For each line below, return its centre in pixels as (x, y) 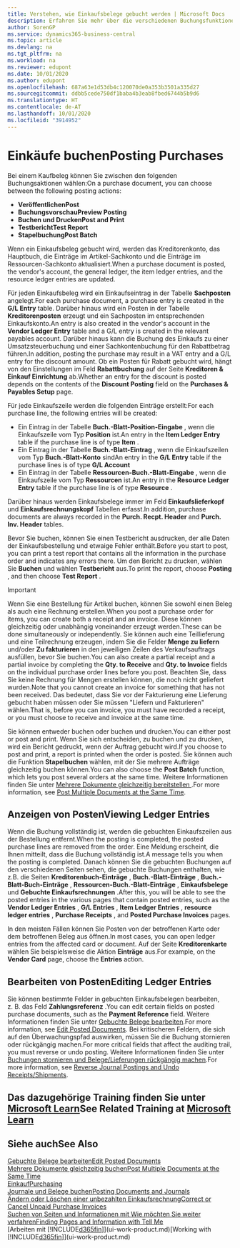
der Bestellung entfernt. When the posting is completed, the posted (105, 839)
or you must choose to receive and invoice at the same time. (96, 717)
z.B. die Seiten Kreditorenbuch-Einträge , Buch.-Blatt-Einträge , (104, 877)
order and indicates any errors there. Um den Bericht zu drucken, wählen (115, 561)
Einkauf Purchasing (35, 1184)
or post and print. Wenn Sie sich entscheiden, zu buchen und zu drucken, (115, 739)
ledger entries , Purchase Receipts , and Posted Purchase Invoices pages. (119, 915)
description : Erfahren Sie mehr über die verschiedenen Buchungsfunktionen (122, 21)
